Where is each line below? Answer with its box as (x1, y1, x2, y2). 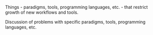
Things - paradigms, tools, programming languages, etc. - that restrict (5, 4, 148, 10)
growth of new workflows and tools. (5, 9, 79, 15)
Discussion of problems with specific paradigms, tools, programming (5, 19, 146, 25)
